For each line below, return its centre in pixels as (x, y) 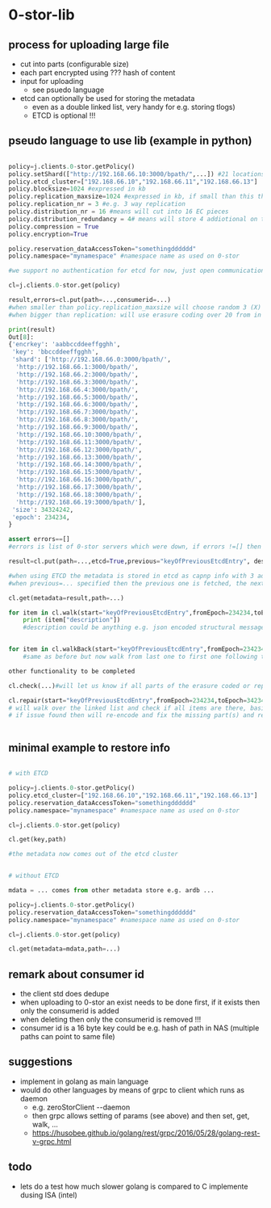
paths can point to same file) (67, 1037)
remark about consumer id (77, 974)
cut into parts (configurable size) (74, 64)
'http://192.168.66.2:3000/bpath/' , (77, 374)
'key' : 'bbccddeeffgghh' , (55, 352)
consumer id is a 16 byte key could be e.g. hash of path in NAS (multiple (140, 1028)
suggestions (40, 1062)
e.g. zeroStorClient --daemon (81, 1107)
